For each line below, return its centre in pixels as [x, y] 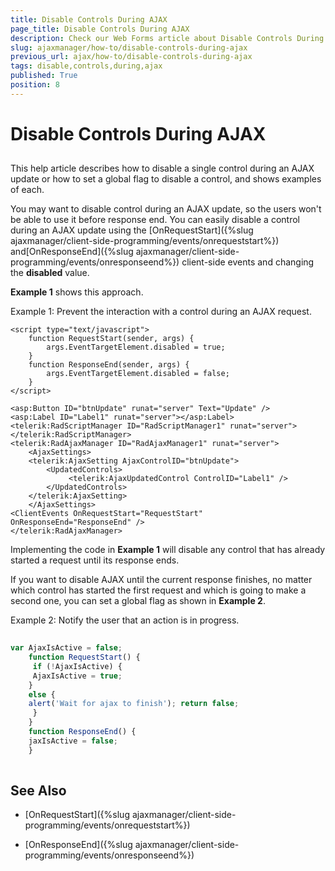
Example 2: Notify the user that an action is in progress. [125, 620]
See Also [38, 790]
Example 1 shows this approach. [77, 292]
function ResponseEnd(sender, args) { [109, 365]
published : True [44, 76]
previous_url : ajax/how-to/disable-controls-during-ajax [131, 57]
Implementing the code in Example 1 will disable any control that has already [168, 550]
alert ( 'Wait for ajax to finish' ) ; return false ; [134, 704]
